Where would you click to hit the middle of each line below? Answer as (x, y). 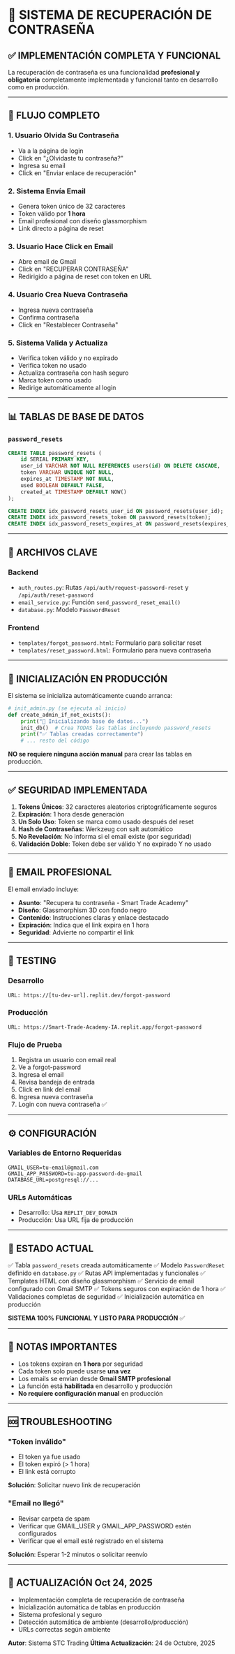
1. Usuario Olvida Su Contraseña (63, 135)
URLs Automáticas (40, 1197)
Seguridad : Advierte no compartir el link (76, 932)
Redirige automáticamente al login (67, 387)
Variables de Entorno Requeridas (65, 1153)
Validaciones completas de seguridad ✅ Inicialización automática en (106, 1296)
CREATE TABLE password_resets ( (55, 453)
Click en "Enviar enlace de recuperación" (77, 173)
